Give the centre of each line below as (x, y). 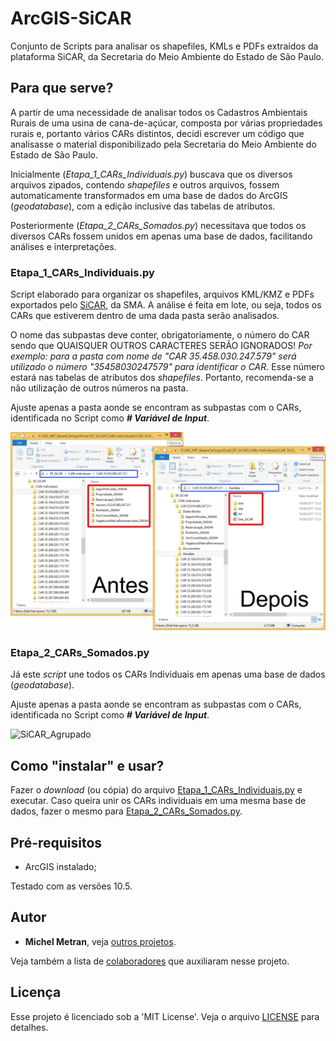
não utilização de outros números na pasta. (99, 388)
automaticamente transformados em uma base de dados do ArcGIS (149, 195)
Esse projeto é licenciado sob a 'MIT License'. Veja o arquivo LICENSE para (165, 1016)
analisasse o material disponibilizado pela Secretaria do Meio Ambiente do (163, 144)
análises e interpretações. (63, 246)
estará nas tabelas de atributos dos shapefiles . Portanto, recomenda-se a (162, 378)
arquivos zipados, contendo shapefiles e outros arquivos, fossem (145, 184)
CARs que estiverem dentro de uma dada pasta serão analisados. (145, 316)
